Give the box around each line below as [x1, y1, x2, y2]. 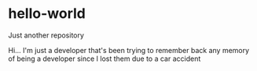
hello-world [8, 5, 86, 23]
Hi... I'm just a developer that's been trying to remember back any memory [8, 45, 250, 55]
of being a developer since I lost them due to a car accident [8, 54, 201, 63]
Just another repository [8, 30, 85, 40]
